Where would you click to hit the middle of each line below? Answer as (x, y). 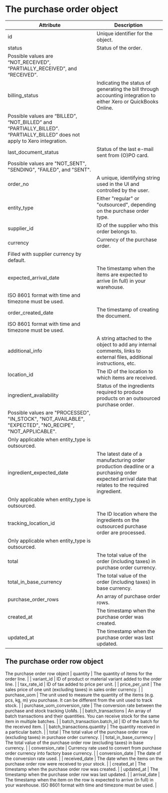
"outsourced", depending (126, 204)
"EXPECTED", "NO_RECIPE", (41, 425)
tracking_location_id (31, 523)
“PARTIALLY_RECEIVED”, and (42, 68)
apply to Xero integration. (37, 141)
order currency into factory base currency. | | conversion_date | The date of (83, 753)
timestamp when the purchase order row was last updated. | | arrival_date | (82, 774)
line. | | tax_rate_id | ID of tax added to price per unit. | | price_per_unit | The (83, 684)
